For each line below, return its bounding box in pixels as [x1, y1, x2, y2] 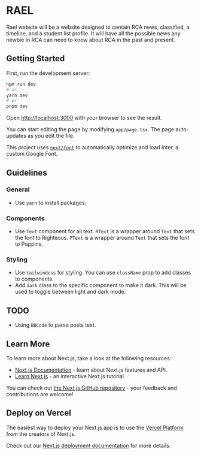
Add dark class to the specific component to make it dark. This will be [14, 282, 187, 289]
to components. [14, 275, 54, 282]
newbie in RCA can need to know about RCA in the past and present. [6, 36, 175, 43]
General [6, 185, 30, 194]
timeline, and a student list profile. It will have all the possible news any [6, 29, 181, 37]
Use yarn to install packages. [14, 199, 87, 206]
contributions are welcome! [6, 391, 74, 398]
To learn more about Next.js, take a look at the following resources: [6, 355, 172, 362]
